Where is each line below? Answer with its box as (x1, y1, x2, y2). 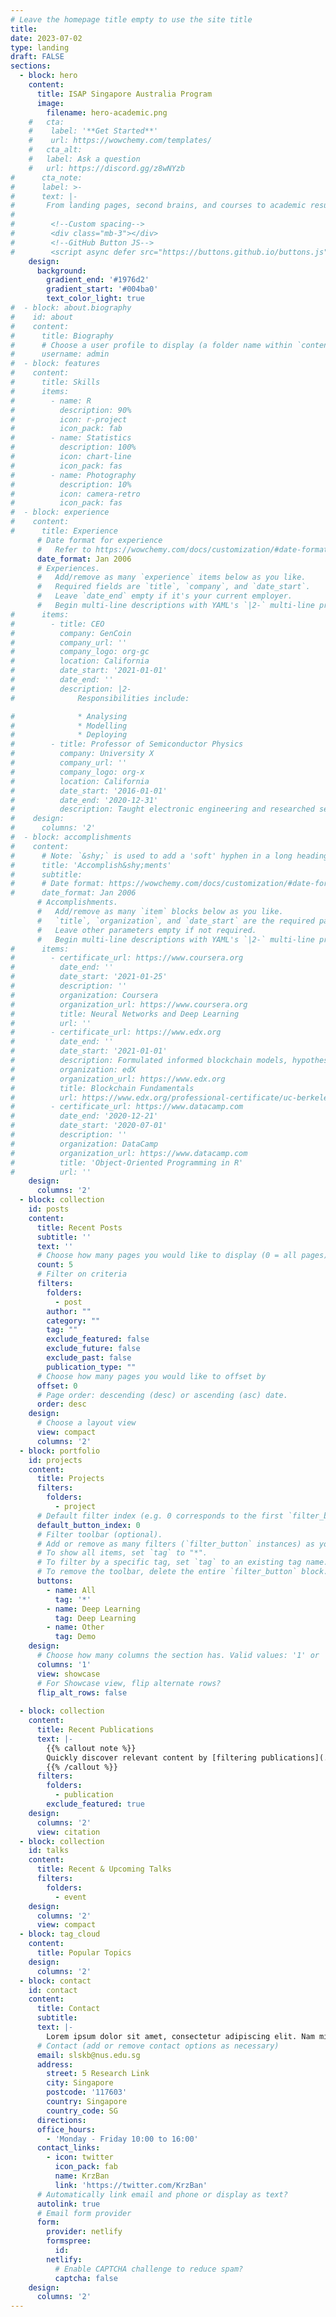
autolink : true (36, 2199, 101, 2209)
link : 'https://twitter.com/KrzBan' (54, 2180, 208, 2190)
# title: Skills (10, 377, 101, 387)
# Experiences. (36, 563, 101, 573)
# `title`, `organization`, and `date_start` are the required (36, 916, 315, 926)
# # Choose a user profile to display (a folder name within (10, 340, 293, 350)
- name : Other (46, 1622, 105, 1633)
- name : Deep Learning (46, 1604, 141, 1614)
